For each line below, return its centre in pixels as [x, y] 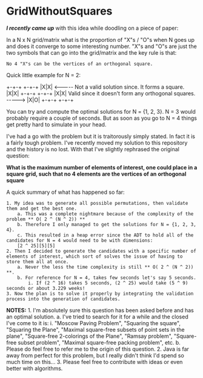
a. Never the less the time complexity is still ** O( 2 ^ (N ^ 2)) [105, 267]
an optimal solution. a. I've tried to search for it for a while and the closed [98, 317]
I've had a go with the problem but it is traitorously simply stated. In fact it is [101, 136]
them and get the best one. [42, 208]
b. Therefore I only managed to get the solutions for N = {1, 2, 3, [107, 224]
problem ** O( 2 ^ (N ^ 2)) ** [46, 219]
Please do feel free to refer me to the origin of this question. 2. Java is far [98, 349]
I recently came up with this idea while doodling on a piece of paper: [92, 28]
